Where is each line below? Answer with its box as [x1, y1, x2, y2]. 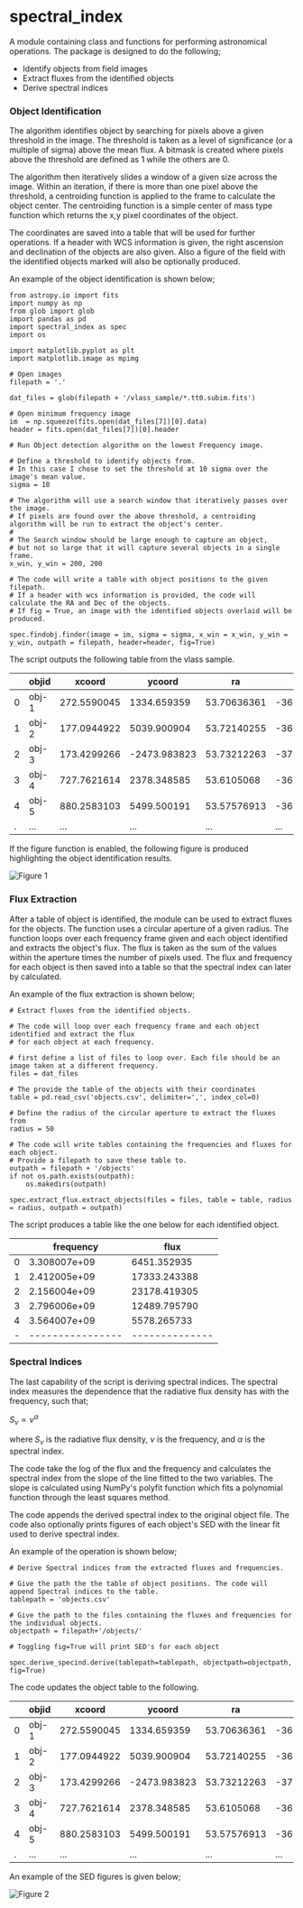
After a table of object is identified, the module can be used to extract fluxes [9, 913, 293, 924]
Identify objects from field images [22, 63, 148, 74]
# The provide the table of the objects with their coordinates [9, 1085, 256, 1094]
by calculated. [9, 971, 62, 982]
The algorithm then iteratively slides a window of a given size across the [9, 171, 278, 182]
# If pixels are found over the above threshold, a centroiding [9, 512, 256, 521]
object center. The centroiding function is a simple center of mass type [9, 200, 273, 211]
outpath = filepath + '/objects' [9, 1163, 135, 1173]
